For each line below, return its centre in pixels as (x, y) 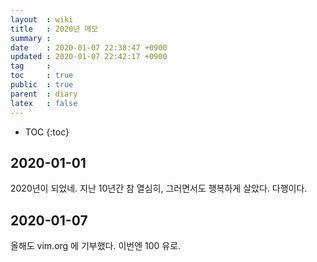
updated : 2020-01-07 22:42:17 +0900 (89, 57)
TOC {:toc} (47, 132)
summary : (31, 38)
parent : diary (44, 94)
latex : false (44, 103)
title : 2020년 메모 (54, 29)
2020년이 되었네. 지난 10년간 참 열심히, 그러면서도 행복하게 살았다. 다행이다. (159, 188)
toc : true (42, 76)
